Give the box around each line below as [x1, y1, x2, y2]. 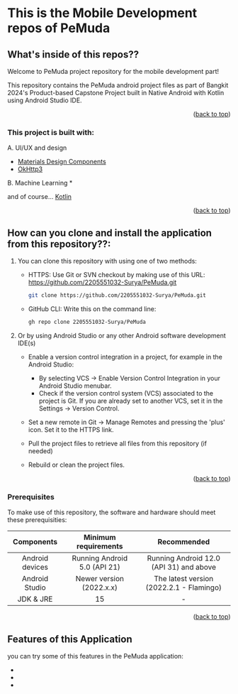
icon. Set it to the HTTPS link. [28, 425, 115, 434]
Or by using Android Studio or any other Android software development [17, 331, 227, 340]
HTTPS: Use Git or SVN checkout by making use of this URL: [28, 271, 205, 279]
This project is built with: [7, 127, 94, 137]
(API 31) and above [151, 563, 217, 573]
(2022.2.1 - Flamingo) [145, 582, 222, 592]
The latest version [154, 574, 214, 584]
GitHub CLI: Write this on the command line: [28, 304, 157, 313]
